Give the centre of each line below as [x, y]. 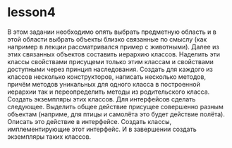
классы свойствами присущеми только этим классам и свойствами [110, 61]
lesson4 [32, 12]
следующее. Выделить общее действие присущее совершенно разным [115, 106]
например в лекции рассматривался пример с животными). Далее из [114, 47]
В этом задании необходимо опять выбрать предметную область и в [112, 32]
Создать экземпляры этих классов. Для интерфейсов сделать [102, 99]
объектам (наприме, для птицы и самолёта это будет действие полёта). [116, 114]
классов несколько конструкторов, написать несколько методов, [107, 76]
